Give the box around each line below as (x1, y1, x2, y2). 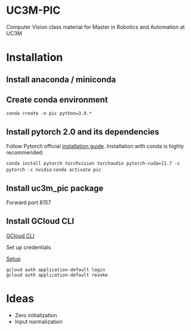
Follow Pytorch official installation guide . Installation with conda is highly (6, 143, 184, 150)
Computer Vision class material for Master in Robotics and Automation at (6, 23, 185, 30)
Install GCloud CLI (6, 216, 75, 226)
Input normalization (14, 318, 63, 325)
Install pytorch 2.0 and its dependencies (6, 127, 159, 137)
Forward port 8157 (6, 198, 51, 206)
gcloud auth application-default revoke (6, 272, 109, 278)
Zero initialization (14, 311, 58, 318)
